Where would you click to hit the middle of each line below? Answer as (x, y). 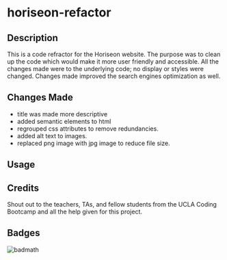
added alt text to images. (52, 135)
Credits (23, 188)
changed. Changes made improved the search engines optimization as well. (114, 76)
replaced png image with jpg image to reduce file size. (93, 143)
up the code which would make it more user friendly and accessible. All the (113, 62)
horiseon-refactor (59, 13)
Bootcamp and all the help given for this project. (75, 212)
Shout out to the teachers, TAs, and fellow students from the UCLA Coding (112, 205)
